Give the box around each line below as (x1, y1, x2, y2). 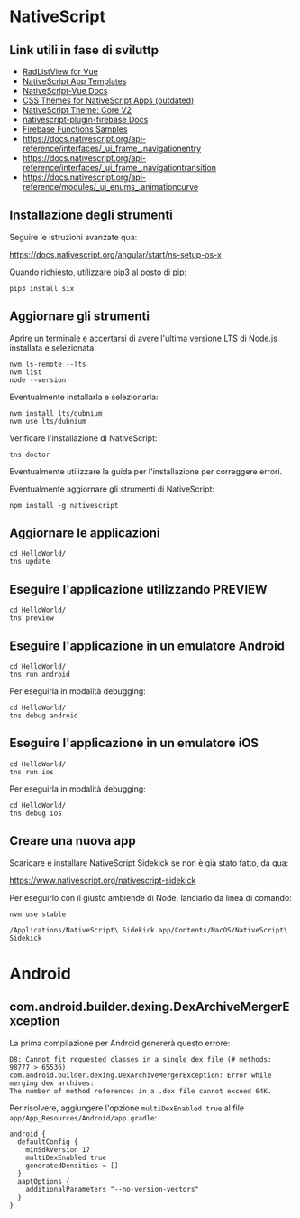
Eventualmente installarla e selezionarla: (9, 391, 159, 402)
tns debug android (9, 711, 78, 720)
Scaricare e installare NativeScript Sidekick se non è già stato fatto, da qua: (9, 857, 289, 868)
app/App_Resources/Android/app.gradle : (9, 1111, 158, 1122)
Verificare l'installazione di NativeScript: (9, 432, 158, 444)
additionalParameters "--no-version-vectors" (25, 1185, 200, 1194)
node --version (9, 375, 67, 385)
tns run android (9, 670, 70, 679)
